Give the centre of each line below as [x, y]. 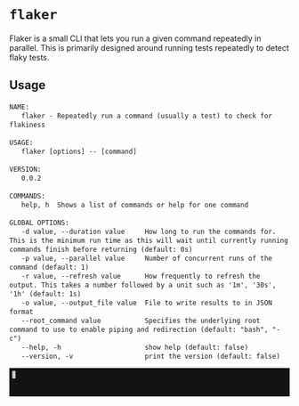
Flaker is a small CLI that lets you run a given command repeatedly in [135, 38]
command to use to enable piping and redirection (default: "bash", [139, 329]
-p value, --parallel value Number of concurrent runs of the [147, 258]
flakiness [28, 125]
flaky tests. [29, 57]
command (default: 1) [49, 267]
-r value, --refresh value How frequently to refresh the [141, 276]
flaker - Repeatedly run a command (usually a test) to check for [147, 116]
